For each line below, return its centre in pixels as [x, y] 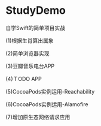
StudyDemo [36, 10]
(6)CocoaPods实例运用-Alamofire [47, 104]
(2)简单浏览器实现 [27, 53]
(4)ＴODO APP [24, 79]
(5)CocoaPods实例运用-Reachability [50, 91]
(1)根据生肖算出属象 [30, 40]
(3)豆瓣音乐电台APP [30, 66]
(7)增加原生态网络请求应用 [38, 117]
